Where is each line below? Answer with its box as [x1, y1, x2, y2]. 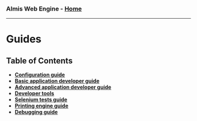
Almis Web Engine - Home [6, 5, 82, 13]
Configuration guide [14, 71, 66, 78]
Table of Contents [6, 56, 73, 65]
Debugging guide [14, 109, 58, 116]
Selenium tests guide [14, 96, 67, 103]
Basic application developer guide [14, 78, 100, 85]
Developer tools [14, 90, 55, 97]
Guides [6, 33, 42, 46]
